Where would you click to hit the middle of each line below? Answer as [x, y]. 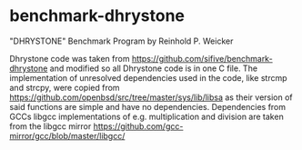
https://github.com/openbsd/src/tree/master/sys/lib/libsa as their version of [151, 97]
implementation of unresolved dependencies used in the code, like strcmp [149, 77]
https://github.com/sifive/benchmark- [202, 58]
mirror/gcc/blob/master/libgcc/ [67, 135]
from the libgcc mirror [50, 126]
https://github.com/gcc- [138, 126]
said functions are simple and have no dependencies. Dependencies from [148, 106]
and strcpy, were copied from [65, 87]
